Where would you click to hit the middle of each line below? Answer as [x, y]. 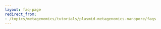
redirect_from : [21, 14]
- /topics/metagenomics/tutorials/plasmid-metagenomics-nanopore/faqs [80, 19]
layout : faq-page [23, 10]
